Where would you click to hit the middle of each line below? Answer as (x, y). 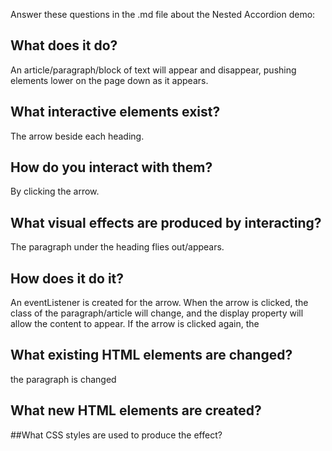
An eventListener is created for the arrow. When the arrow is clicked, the (159, 303)
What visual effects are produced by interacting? (166, 222)
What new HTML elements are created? (136, 410)
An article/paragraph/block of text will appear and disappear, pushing (153, 70)
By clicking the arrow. (55, 191)
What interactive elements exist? (115, 112)
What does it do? (64, 45)
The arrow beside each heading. (77, 136)
